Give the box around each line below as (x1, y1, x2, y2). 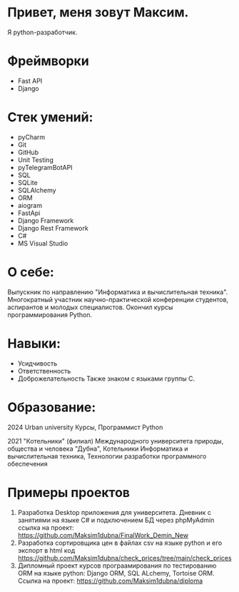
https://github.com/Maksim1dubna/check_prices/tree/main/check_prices (17, 553, 232, 562)
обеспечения (7, 459, 48, 468)
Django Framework (17, 216, 74, 225)
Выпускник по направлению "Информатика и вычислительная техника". (7, 287, 228, 296)
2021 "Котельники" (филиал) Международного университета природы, (7, 436, 224, 445)
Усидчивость (17, 358, 58, 368)
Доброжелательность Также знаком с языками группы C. (17, 374, 195, 383)
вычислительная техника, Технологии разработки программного (7, 451, 207, 461)
